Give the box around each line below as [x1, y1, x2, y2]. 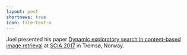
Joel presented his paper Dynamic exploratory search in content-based [6, 36, 181, 43]
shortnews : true [6, 14, 46, 20]
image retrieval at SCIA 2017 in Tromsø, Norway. [6, 42, 125, 49]
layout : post [6, 8, 39, 15]
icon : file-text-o [6, 20, 52, 25]
